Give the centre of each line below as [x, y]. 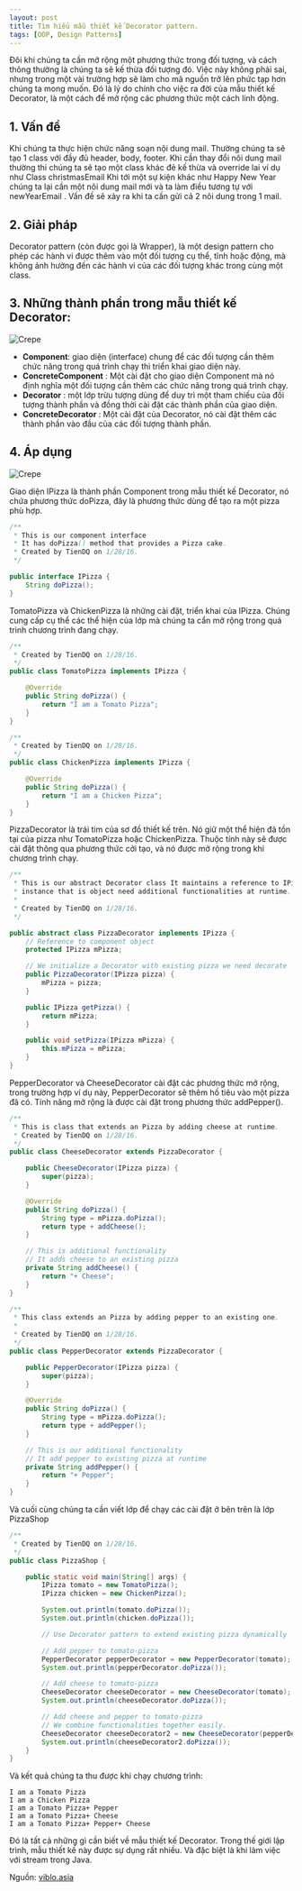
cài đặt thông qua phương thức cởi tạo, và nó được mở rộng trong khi [137, 849]
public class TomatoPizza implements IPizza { [98, 671]
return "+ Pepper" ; [78, 1475]
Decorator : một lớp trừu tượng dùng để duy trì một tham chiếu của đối [153, 395]
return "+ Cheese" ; [78, 1276]
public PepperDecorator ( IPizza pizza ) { [102, 1367]
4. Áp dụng [41, 452]
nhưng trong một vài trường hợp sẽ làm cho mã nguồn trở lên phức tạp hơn [147, 79]
